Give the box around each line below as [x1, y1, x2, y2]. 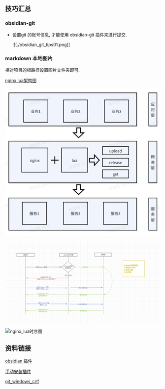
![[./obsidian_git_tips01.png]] [12, 42, 70, 47]
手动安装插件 [5, 369, 31, 375]
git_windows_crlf [5, 379, 39, 385]
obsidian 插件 [5, 358, 33, 364]
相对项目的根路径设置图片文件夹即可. [5, 67, 80, 73]
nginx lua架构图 [5, 77, 37, 83]
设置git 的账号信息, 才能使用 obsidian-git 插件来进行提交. [12, 32, 127, 38]
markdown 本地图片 [5, 55, 53, 62]
